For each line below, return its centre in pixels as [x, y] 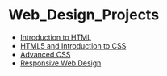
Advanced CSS [45, 54]
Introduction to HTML [56, 37]
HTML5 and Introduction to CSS [73, 45]
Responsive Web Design [61, 63]
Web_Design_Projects [84, 15]
